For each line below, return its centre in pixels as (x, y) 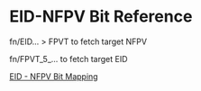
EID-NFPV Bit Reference (101, 17)
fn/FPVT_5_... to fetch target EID (69, 59)
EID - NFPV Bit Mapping (54, 76)
